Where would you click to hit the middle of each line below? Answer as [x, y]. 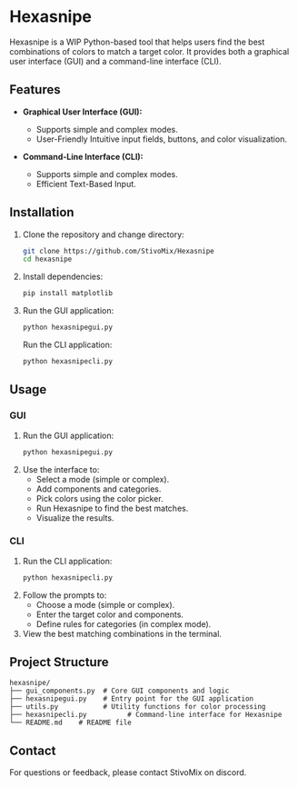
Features [35, 90]
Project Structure [59, 662]
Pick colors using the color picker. [99, 498]
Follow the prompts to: [65, 595]
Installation [42, 212]
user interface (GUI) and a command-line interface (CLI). [115, 61]
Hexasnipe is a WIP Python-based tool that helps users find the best [137, 42]
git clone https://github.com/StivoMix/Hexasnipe [119, 251]
